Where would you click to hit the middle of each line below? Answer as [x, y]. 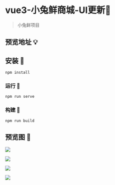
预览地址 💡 [21, 42]
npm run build [20, 121]
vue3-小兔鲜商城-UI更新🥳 [58, 10]
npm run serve [20, 97]
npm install [17, 73]
